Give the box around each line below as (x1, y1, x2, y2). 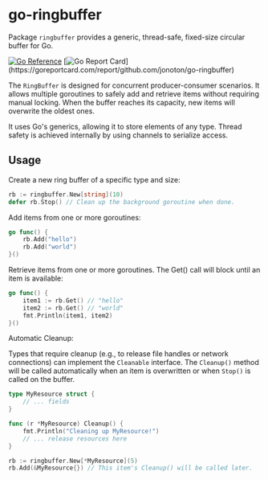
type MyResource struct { (8, 390, 95, 399)
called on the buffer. (8, 375, 75, 384)
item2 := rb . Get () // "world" (22, 304, 124, 312)
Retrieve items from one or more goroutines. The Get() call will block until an (8, 265, 261, 274)
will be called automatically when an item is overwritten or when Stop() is (8, 366, 251, 375)
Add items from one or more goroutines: (8, 212, 141, 222)
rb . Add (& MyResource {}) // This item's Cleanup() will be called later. (8, 464, 253, 472)
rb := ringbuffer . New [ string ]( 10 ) (8, 191, 124, 199)
